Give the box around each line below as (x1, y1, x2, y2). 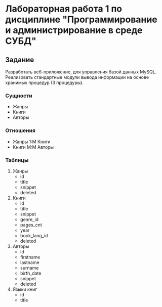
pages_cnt (20, 222, 42, 228)
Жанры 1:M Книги (12, 139, 51, 145)
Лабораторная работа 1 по (5, 3, 123, 15)
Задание (5, 55, 34, 64)
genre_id (20, 216, 39, 223)
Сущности (5, 92, 33, 99)
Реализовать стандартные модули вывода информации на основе (5, 74, 149, 80)
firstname (20, 254, 40, 260)
